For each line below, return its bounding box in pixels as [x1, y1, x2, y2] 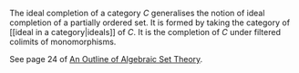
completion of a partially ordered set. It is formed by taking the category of [9, 17, 290, 28]
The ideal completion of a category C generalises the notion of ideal [9, 8, 265, 18]
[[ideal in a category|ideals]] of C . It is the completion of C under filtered [9, 27, 281, 37]
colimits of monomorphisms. [9, 36, 117, 47]
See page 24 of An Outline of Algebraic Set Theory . [9, 54, 203, 64]
